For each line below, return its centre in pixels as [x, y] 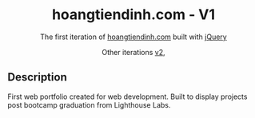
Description [37, 77]
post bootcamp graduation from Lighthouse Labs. [89, 104]
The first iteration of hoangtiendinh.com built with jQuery [133, 37]
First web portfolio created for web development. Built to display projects [127, 96]
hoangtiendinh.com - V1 [133, 15]
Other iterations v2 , [133, 52]
